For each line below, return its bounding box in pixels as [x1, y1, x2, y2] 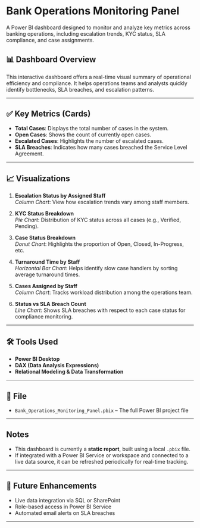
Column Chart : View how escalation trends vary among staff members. [14, 198, 189, 206]
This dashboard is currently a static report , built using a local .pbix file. [14, 445, 190, 452]
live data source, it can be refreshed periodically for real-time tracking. [14, 458, 189, 465]
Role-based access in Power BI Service [14, 503, 112, 510]
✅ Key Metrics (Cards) [6, 109, 91, 119]
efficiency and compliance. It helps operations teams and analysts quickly [6, 79, 187, 87]
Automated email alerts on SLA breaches [14, 509, 115, 516]
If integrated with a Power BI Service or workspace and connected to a [14, 451, 189, 459]
